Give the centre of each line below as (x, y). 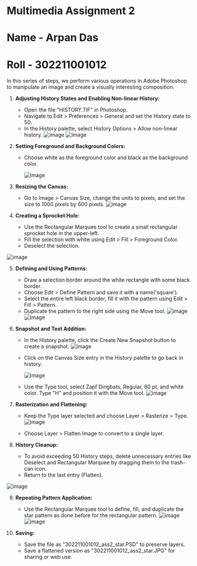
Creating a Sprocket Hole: (47, 216)
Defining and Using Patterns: (51, 269)
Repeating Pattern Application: (54, 498)
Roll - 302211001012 (57, 64)
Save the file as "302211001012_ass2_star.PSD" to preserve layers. (104, 544)
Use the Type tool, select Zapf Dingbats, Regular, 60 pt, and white (104, 387)
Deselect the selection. (52, 246)
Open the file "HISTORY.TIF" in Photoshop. (76, 110)
